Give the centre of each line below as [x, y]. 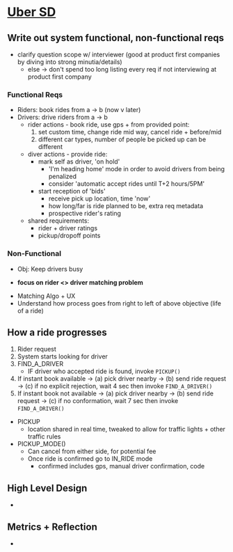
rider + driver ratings [68, 228]
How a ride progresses [57, 332]
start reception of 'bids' [72, 191]
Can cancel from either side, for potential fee [92, 451]
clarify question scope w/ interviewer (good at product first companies [119, 54]
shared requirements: [58, 221]
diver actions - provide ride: [67, 155]
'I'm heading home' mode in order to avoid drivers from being [136, 169]
